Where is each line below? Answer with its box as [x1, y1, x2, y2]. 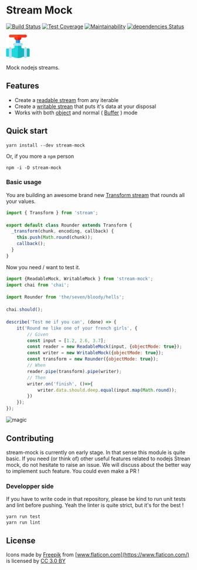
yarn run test [6, 514, 41, 520]
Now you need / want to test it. [6, 263, 80, 270]
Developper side [6, 482, 54, 490]
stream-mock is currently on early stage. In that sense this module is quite [6, 449, 186, 456]
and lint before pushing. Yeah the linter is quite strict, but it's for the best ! [6, 502, 184, 509]
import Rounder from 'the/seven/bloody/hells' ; [6, 294, 125, 300]
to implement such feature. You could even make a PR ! [6, 467, 140, 474]
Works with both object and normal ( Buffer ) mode [14, 109, 138, 116]
